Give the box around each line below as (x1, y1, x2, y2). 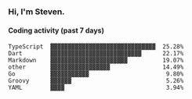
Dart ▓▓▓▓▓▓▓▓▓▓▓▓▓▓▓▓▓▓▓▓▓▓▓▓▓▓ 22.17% (8, 50, 184, 58)
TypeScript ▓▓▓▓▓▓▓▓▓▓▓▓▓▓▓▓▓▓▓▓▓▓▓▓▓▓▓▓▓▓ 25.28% (8, 43, 184, 51)
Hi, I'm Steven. (8, 6, 65, 17)
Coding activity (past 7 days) (8, 26, 104, 35)
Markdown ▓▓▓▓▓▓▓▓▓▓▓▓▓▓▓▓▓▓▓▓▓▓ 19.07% (8, 57, 184, 65)
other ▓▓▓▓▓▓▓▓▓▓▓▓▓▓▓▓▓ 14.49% (8, 63, 184, 72)
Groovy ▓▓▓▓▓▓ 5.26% (8, 77, 184, 85)
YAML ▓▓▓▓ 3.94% (8, 84, 184, 92)
